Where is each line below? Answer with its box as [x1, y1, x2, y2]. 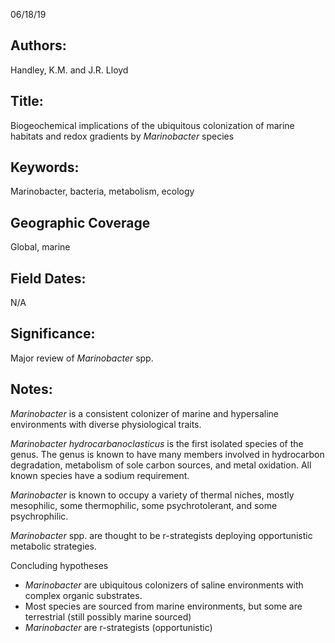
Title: [10, 93, 44, 110]
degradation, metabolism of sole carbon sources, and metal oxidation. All [10, 459, 312, 471]
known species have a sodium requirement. [10, 469, 190, 481]
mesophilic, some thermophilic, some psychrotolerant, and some [10, 499, 278, 511]
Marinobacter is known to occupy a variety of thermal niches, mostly [10, 489, 295, 501]
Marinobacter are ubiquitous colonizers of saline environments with [24, 579, 304, 591]
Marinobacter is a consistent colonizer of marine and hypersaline [10, 407, 279, 419]
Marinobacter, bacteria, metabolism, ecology [10, 185, 195, 198]
